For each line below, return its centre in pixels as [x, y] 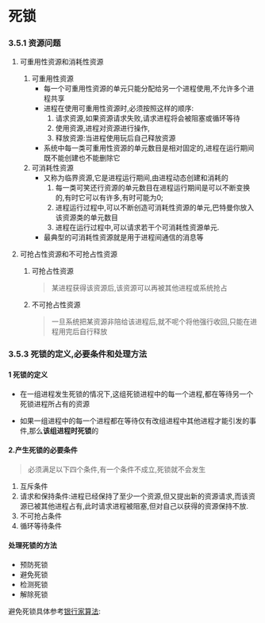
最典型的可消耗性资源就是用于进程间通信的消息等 [123, 237]
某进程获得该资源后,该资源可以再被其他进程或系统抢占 [139, 288]
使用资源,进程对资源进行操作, [103, 129]
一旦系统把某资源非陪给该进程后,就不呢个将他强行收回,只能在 [151, 321]
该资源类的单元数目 [87, 217]
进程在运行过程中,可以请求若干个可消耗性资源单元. [137, 228]
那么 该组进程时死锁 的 [64, 430]
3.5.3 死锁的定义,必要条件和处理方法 [78, 354]
